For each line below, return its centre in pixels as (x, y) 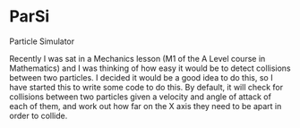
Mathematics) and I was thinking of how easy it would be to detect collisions (150, 68)
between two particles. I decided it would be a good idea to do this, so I (141, 77)
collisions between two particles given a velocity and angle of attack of (140, 97)
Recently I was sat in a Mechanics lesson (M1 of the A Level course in (137, 58)
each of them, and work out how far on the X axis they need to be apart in (146, 106)
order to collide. (39, 115)
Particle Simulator (42, 41)
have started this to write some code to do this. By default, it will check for (146, 87)
